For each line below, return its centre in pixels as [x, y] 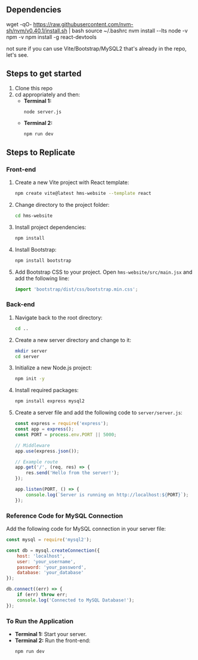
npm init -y [30, 379]
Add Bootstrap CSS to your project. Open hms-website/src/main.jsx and [103, 272]
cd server [27, 356]
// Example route [36, 462]
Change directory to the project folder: [62, 205]
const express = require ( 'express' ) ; [62, 424]
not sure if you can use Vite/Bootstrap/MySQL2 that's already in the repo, [96, 48]
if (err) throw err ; [42, 595]
